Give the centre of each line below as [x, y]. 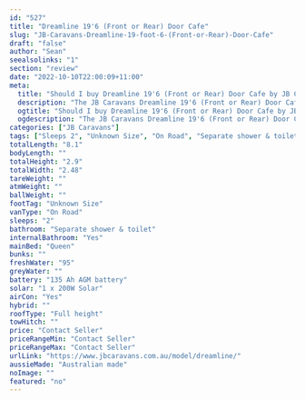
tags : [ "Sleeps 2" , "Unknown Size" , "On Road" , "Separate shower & [140, 136]
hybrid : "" [30, 305]
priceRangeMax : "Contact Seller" [73, 347]
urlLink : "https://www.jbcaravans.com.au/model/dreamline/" [126, 355]
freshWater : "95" [42, 263]
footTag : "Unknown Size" [56, 204]
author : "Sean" [38, 52]
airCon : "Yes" [36, 296]
